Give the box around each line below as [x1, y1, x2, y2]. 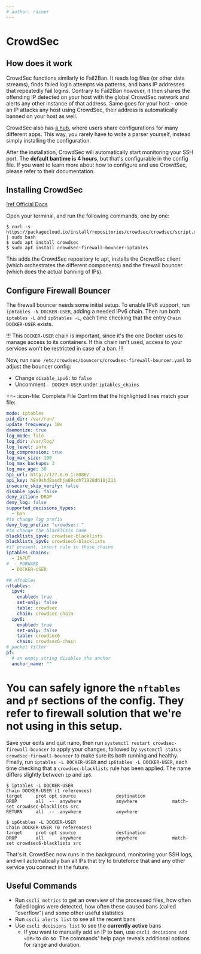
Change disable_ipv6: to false [14, 375, 92, 382]
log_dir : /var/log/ [6, 438, 55, 444]
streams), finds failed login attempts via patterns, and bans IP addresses [6, 80, 185, 87]
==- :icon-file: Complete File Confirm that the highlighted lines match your [6, 393, 189, 400]
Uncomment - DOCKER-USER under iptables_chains [14, 381, 139, 388]
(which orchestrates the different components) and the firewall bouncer [6, 262, 183, 269]
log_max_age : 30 [6, 466, 47, 472]
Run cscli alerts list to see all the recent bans [14, 916, 136, 923]
